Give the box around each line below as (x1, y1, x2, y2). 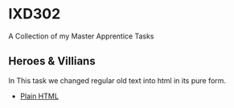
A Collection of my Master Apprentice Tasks (8, 31, 154, 41)
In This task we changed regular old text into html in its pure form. (8, 75, 227, 85)
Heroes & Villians (8, 54, 96, 68)
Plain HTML (19, 91, 59, 101)
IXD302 (8, 5, 61, 23)
